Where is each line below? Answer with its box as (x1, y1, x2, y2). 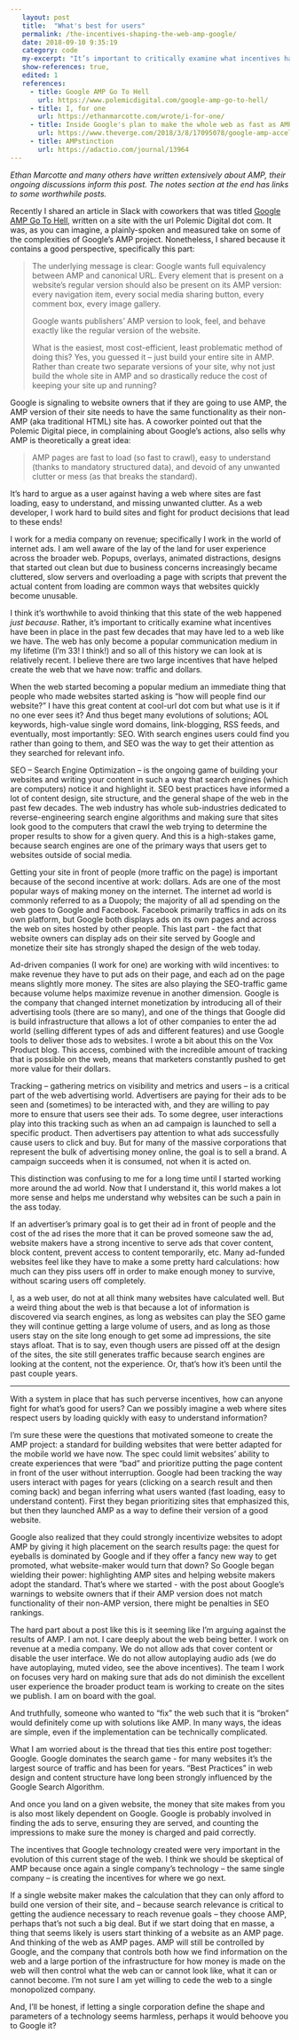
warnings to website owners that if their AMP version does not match (10, 1588, 263, 1599)
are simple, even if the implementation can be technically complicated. (10, 1726, 269, 1737)
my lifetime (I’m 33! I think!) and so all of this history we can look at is (10, 645, 263, 655)
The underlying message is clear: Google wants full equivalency (31, 260, 267, 271)
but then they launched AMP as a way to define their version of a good (10, 1504, 269, 1515)
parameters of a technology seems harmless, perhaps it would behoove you (10, 2011, 289, 2021)
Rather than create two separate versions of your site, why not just (31, 361, 276, 371)
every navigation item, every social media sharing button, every (31, 289, 264, 299)
